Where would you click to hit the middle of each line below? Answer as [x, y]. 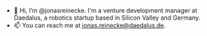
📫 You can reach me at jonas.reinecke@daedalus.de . [90, 25]
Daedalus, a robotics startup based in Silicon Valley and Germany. [107, 18]
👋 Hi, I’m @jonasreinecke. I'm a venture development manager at [105, 11]
